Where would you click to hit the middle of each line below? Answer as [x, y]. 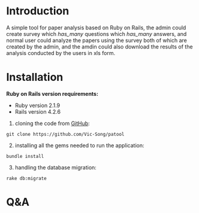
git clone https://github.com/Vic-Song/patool [65, 134]
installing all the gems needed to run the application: [79, 145]
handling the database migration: [56, 167]
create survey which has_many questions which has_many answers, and [97, 34]
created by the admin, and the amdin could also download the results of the [99, 47]
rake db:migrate [26, 178]
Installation [35, 77]
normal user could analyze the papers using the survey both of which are [97, 40]
